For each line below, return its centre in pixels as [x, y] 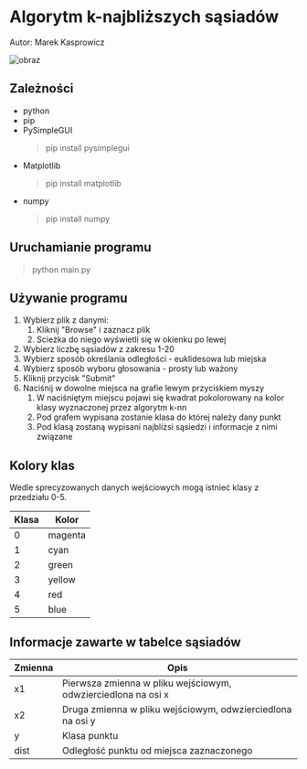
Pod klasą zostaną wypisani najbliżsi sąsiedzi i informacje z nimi [157, 427]
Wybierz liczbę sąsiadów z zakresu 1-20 [99, 349]
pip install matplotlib [83, 183]
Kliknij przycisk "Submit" [69, 379]
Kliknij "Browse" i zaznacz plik [93, 330]
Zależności [42, 89]
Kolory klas [42, 465]
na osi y [79, 721]
